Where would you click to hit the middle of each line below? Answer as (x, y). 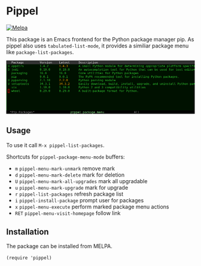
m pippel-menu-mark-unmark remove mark (65, 168)
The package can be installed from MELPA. (59, 246)
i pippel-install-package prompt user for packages (79, 200)
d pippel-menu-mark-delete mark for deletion (70, 175)
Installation (28, 231)
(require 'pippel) (29, 258)
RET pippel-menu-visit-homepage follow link (68, 213)
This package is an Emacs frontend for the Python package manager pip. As (100, 39)
